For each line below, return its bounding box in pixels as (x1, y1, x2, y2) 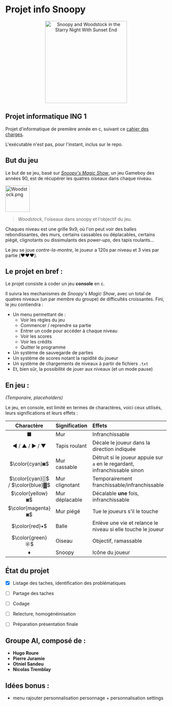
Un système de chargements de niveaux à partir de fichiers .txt (12, 360, 148, 367)
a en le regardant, (92, 461, 135, 468)
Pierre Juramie (12, 656, 45, 662)
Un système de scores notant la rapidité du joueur (12, 355, 119, 361)
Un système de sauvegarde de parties (12, 350, 94, 356)
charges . (5, 131, 24, 137)
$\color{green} (11, 534, 47, 541)
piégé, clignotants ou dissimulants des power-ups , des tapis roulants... (5, 237, 155, 243)
